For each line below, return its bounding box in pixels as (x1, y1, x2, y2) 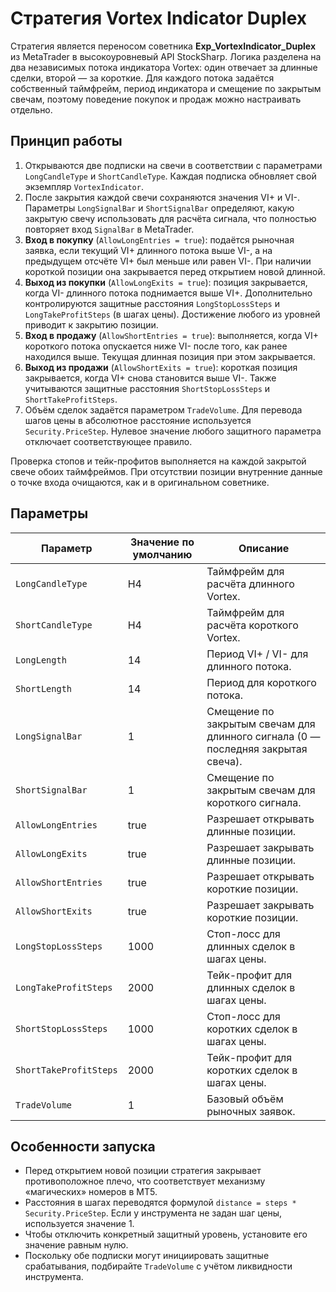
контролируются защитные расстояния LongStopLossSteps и (24, 297, 280, 309)
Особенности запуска (10, 1138, 156, 1155)
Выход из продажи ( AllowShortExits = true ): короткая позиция (24, 361, 298, 373)
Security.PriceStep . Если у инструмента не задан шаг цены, (24, 1207, 283, 1219)
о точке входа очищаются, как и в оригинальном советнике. (10, 476, 270, 488)
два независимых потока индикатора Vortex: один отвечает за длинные (10, 61, 318, 73)
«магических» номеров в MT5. (24, 1186, 158, 1198)
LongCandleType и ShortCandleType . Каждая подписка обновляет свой (24, 170, 317, 182)
